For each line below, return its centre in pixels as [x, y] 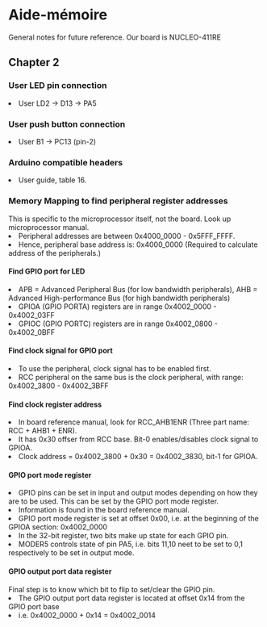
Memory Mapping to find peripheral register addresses [118, 201]
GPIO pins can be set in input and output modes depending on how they [138, 493]
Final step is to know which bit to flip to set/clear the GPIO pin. [112, 589]
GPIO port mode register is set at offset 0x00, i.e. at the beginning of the [139, 519]
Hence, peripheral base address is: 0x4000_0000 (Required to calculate [138, 245]
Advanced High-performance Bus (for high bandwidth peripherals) [119, 298]
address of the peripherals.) [54, 253]
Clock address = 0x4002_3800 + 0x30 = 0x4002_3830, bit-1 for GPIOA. [138, 457]
